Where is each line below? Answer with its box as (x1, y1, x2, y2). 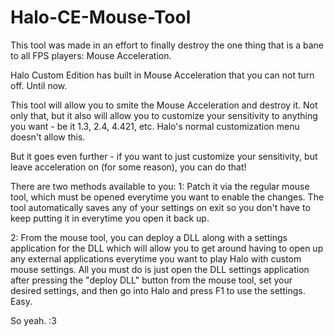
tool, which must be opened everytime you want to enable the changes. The (10, 191, 325, 203)
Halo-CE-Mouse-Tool (10, 6, 192, 29)
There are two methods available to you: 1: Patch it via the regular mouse (10, 180, 310, 192)
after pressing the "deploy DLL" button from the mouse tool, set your (10, 274, 293, 286)
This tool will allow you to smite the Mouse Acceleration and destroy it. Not (10, 99, 318, 111)
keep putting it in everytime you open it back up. (10, 212, 210, 224)
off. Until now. (10, 79, 68, 91)
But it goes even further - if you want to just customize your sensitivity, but (10, 150, 318, 162)
